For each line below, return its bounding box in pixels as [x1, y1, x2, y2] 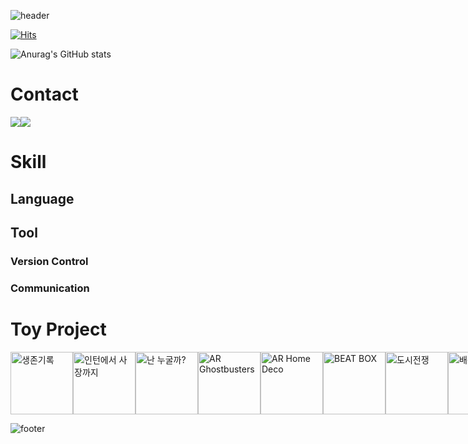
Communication [10, 281, 90, 295]
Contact [10, 83, 79, 106]
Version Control [10, 254, 89, 268]
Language [10, 190, 75, 207]
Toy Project [10, 318, 107, 340]
